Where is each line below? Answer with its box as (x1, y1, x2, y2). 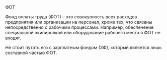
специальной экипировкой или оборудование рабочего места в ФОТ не (5, 30, 161, 35)
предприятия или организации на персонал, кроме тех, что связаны (5, 19, 152, 25)
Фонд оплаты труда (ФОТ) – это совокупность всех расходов (5, 14, 137, 19)
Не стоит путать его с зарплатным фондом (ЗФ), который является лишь (5, 45, 162, 50)
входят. (5, 35, 21, 41)
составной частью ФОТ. (5, 50, 57, 56)
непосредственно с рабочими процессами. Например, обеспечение (5, 24, 154, 30)
